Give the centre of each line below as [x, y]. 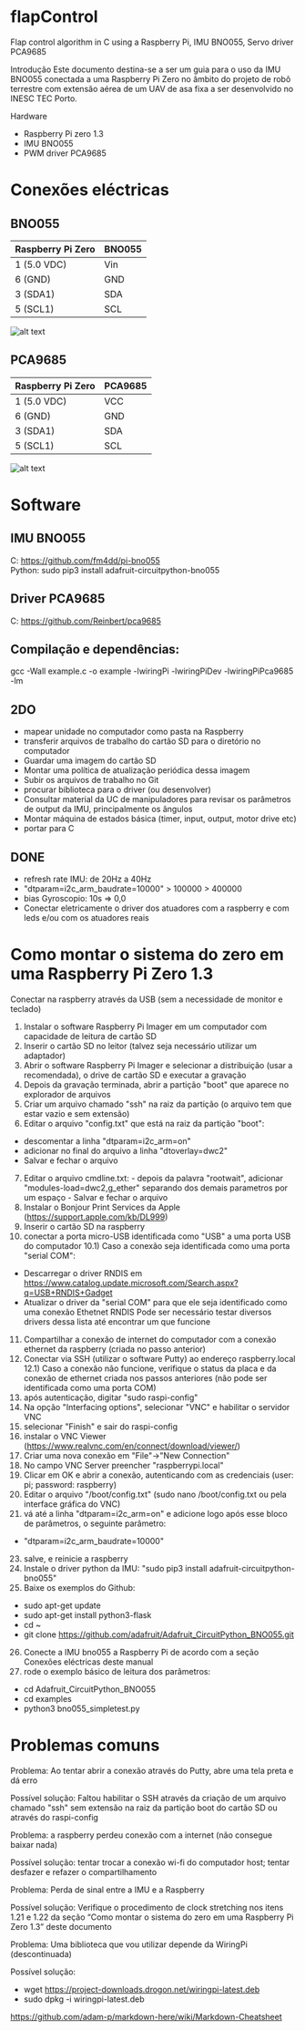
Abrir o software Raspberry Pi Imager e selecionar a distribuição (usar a [158, 1065]
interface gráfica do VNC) [72, 1504]
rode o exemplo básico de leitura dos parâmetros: [117, 1671]
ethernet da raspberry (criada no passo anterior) [114, 1349]
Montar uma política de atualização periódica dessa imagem [137, 770]
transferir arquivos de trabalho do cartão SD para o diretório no [142, 741]
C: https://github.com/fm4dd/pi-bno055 [85, 560]
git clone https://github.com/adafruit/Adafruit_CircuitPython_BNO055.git [159, 1634]
